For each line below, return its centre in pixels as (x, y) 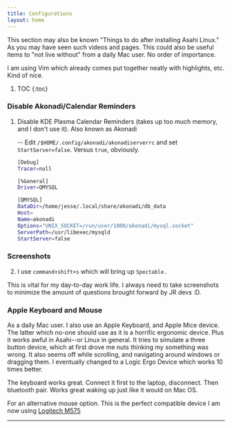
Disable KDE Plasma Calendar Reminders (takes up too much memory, (117, 121)
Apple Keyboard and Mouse (55, 310)
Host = (25, 213)
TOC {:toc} (32, 89)
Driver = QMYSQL (37, 187)
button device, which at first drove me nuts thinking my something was (108, 347)
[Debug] (28, 162)
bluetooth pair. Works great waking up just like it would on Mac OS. (103, 390)
